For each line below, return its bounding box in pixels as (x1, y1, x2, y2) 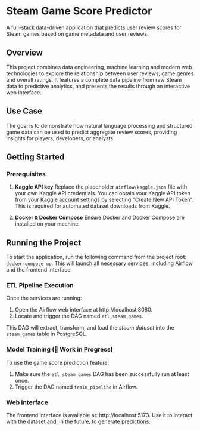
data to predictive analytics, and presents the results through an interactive (6, 82, 190, 90)
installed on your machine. (14, 220, 80, 227)
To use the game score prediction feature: (6, 359, 110, 366)
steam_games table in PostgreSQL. (6, 330, 87, 338)
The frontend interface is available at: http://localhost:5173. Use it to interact (6, 411, 193, 418)
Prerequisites (6, 170, 46, 178)
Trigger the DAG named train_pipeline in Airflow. (14, 383, 138, 390)
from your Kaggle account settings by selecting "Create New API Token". (14, 196, 194, 204)
